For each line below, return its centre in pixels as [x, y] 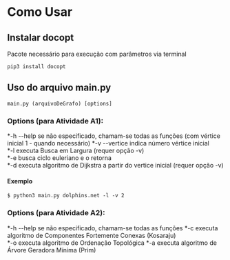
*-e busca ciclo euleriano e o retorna [60, 158]
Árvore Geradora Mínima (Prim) [52, 250]
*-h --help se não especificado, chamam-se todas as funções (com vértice [114, 136]
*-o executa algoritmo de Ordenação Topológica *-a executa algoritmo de [112, 243]
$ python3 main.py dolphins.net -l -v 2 [66, 196]
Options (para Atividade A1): [55, 121]
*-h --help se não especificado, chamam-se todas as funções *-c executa [113, 228]
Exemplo [20, 181]
